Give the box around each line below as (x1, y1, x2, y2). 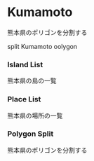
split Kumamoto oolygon (7, 42, 78, 50)
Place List (7, 94, 41, 104)
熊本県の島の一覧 (7, 76, 57, 85)
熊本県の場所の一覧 (7, 111, 63, 120)
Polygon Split (7, 129, 54, 139)
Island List (7, 59, 43, 69)
